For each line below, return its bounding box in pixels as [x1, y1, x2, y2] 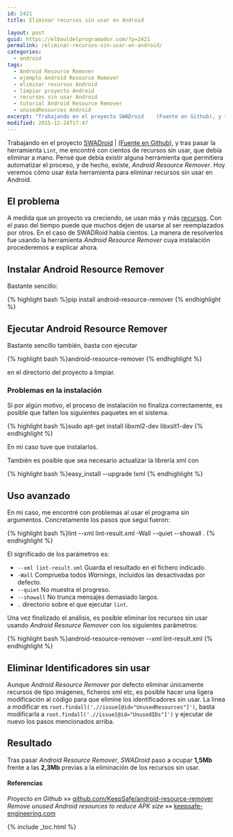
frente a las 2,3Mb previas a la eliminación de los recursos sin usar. [7, 763, 200, 771]
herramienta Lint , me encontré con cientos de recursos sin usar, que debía [7, 146, 222, 154]
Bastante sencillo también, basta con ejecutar [7, 341, 137, 350]
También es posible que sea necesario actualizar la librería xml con [7, 456, 199, 465]
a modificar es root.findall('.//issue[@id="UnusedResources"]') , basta [7, 702, 215, 711]
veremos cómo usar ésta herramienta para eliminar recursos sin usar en [7, 168, 213, 176]
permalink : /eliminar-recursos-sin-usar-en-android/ [7, 42, 163, 49]
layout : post [7, 29, 45, 36]
